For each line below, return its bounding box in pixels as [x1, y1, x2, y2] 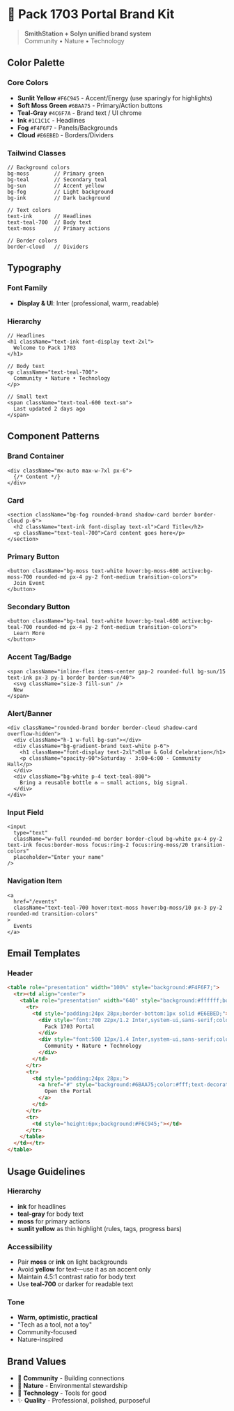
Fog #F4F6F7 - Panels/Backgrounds [17, 123, 118, 132]
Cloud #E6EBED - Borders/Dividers [17, 130, 114, 139]
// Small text [7, 393, 49, 400]
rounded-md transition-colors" [7, 910, 98, 917]
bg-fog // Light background [7, 188, 114, 195]
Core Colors [7, 78, 49, 88]
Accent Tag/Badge [7, 652, 72, 662]
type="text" [13, 830, 49, 837]
